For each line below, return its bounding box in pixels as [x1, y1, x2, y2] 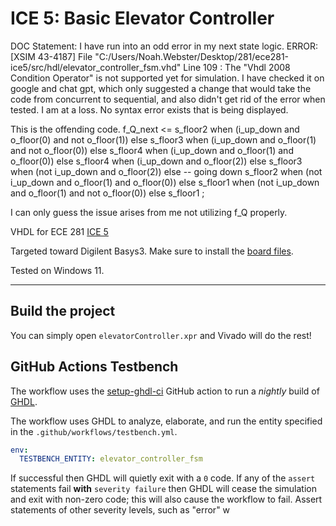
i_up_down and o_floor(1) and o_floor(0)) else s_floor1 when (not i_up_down [10, 176, 320, 188]
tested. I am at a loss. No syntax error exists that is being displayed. [10, 103, 289, 116]
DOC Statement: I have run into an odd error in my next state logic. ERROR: [10, 40, 319, 52]
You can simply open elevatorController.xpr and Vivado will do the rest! [10, 329, 312, 341]
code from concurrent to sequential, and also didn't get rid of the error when [10, 93, 326, 105]
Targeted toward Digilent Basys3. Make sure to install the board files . [10, 245, 294, 257]
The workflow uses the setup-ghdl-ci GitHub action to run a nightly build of [10, 385, 320, 397]
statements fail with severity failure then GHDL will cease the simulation [10, 483, 317, 495]
